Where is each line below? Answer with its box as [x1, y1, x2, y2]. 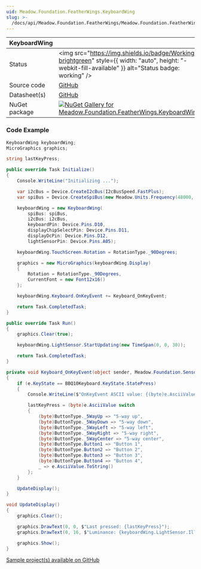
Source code [9, 81, 45, 90]
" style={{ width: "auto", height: [92, 56, 179, 65]
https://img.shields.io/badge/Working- [89, 49, 199, 57]
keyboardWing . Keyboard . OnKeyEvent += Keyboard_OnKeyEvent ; [17, 293, 167, 299]
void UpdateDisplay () [6, 502, 60, 508]
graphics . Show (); [17, 540, 60, 546]
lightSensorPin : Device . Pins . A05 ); [28, 238, 117, 244]
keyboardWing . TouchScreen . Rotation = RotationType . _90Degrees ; [17, 249, 178, 255]
